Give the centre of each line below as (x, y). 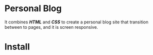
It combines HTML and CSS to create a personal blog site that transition (76, 22)
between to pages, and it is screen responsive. (51, 27)
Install (17, 47)
